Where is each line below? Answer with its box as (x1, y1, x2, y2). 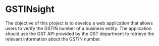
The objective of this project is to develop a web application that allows (5, 20, 153, 26)
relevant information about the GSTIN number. (5, 36, 101, 42)
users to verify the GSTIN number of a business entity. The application (5, 25, 152, 31)
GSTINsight (5, 3, 55, 15)
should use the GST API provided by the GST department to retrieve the (5, 30, 154, 36)
